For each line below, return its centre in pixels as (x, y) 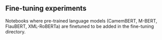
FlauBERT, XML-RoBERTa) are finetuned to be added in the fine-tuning (80, 26)
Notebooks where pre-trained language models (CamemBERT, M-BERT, (81, 21)
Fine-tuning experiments (46, 8)
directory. (15, 32)
